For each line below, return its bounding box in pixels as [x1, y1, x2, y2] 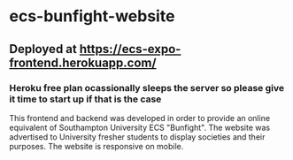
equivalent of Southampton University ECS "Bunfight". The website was [9, 122, 271, 133]
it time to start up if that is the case [9, 93, 162, 105]
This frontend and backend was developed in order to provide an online [9, 112, 271, 123]
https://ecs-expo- [79, 42, 181, 57]
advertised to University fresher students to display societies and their [9, 131, 266, 142]
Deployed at [9, 42, 77, 57]
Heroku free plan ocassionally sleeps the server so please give [9, 81, 285, 94]
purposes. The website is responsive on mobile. [9, 141, 184, 151]
